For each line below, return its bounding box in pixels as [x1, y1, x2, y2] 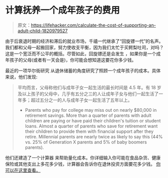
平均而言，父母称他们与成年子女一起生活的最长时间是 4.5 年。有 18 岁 [17, 84, 162, 90]
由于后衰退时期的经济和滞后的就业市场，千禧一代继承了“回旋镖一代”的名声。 [5, 38, 163, 44]
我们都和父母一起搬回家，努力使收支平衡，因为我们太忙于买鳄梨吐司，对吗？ [5, 44, 164, 50]
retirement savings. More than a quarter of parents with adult [25, 112, 152, 118]
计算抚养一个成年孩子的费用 [5, 5, 120, 16]
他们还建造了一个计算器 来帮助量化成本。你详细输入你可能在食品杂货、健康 [5, 154, 161, 160]
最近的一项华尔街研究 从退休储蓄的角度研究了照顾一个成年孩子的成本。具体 [5, 67, 161, 73]
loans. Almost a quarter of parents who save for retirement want [25, 123, 158, 129]
